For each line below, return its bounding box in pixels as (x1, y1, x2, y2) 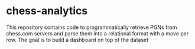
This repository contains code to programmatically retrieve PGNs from (6, 24, 177, 31)
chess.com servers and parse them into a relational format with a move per (6, 30, 189, 37)
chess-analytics (6, 4, 88, 18)
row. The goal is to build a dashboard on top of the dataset (6, 36, 149, 43)
